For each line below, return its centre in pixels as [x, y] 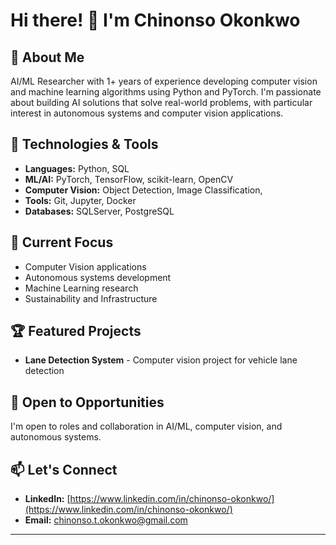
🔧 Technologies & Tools [84, 144]
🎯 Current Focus [62, 242]
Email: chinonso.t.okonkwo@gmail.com [106, 520]
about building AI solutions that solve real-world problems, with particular [161, 102]
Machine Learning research [81, 288]
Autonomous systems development [98, 277]
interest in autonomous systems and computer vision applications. [147, 113]
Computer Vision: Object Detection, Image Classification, [143, 190]
